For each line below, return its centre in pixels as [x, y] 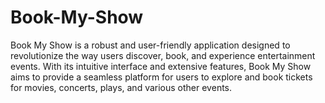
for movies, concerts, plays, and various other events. [121, 87]
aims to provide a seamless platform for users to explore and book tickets [161, 77]
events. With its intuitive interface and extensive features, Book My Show [161, 66]
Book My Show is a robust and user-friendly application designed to [150, 45]
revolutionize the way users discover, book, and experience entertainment [163, 55]
